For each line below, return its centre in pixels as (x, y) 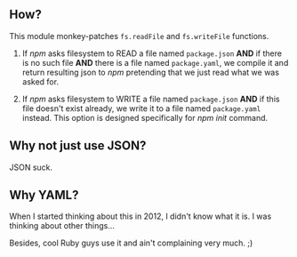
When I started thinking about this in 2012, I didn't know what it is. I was (140, 216)
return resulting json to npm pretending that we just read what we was (151, 72)
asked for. (40, 81)
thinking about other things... (62, 226)
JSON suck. (31, 167)
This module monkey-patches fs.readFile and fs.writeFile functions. (139, 36)
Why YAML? (44, 195)
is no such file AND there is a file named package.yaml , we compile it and (155, 62)
